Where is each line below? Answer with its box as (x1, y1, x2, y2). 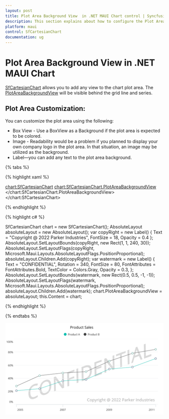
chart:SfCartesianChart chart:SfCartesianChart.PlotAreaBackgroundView (5, 184, 156, 190)
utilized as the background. (12, 149, 69, 155)
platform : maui (5, 24, 37, 29)
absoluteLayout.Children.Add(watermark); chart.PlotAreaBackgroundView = (5, 288, 162, 294)
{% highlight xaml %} (5, 174, 49, 180)
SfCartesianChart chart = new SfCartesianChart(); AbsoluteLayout (5, 223, 142, 229)
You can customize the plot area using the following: (5, 117, 114, 124)
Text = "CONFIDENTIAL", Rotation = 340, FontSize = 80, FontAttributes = (5, 261, 156, 267)
